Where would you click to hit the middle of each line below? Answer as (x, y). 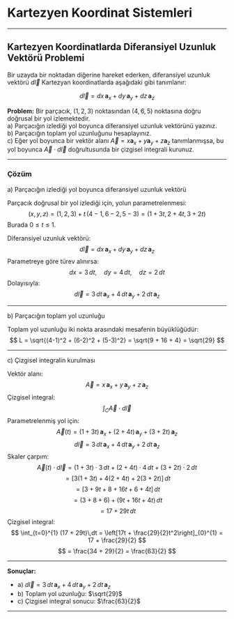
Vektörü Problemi (46, 58)
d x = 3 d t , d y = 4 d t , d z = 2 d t (117, 273)
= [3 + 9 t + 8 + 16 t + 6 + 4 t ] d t (118, 489)
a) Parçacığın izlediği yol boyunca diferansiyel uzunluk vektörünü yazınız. (112, 125)
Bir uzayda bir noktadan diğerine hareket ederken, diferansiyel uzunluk (109, 75)
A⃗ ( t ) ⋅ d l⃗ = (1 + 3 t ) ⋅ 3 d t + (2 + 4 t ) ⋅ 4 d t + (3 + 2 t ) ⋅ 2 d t (117, 468)
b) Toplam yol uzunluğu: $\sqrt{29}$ (70, 594)
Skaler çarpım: (28, 457)
